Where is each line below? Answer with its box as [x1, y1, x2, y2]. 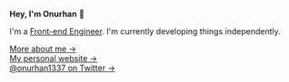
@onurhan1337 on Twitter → [9, 63, 116, 73]
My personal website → [9, 53, 98, 63]
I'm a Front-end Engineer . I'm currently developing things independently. [9, 26, 282, 36]
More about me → [9, 43, 77, 54]
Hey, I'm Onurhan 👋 [9, 9, 85, 19]
